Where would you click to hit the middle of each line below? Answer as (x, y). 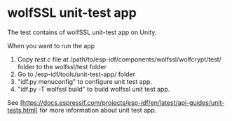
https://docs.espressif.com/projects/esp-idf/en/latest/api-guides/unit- (123, 102)
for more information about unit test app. (98, 110)
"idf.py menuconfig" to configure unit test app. (85, 81)
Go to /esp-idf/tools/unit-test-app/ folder (76, 74)
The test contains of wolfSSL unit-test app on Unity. (82, 32)
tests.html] (23, 110)
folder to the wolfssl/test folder (62, 66)
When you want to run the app (51, 45)
